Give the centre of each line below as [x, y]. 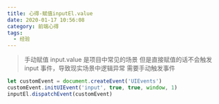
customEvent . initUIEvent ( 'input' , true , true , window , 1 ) [92, 87]
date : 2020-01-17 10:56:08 [46, 20]
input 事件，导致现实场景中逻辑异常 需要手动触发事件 [99, 68]
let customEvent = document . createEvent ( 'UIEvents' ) [85, 81]
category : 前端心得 [33, 26]
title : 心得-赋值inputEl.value [50, 13]
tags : [15, 33]
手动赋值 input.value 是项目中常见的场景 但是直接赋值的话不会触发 [118, 60]
